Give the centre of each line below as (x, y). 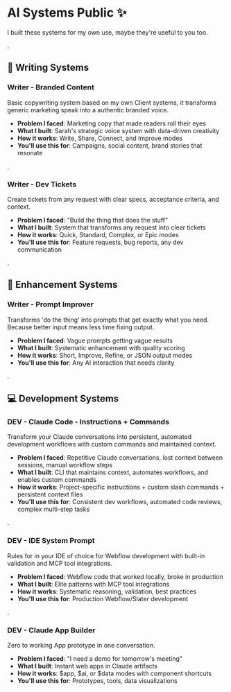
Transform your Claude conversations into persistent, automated (100, 437)
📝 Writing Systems (48, 68)
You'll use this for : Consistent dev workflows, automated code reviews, (120, 502)
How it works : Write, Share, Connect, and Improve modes (100, 138)
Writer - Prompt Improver (50, 304)
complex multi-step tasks (53, 509)
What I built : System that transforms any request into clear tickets (111, 227)
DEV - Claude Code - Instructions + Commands (88, 422)
